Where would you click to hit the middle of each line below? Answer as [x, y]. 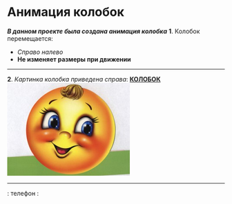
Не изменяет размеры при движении [74, 59]
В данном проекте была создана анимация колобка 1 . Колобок [104, 31]
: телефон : [23, 193]
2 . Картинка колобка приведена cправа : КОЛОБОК [84, 79]
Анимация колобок [66, 12]
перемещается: [30, 38]
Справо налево [40, 52]
